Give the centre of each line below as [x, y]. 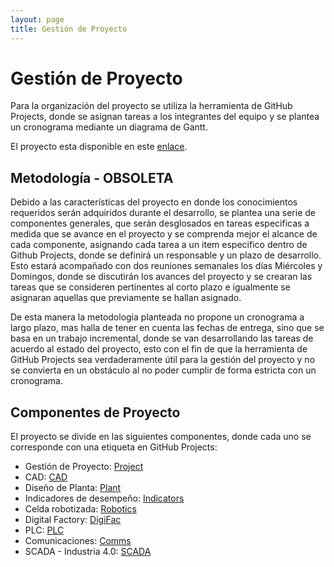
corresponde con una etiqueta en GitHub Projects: [114, 447]
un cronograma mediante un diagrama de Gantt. [109, 127]
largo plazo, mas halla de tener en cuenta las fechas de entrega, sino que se [167, 328]
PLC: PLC [44, 530]
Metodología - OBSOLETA [92, 177]
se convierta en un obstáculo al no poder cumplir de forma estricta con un [163, 370]
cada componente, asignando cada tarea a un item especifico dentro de [159, 245]
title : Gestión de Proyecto [69, 29]
